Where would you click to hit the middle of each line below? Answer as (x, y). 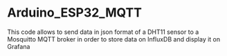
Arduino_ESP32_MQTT (74, 13)
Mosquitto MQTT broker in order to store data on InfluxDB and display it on (114, 39)
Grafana (19, 46)
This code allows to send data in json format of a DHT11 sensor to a (103, 32)
